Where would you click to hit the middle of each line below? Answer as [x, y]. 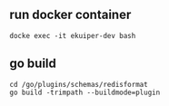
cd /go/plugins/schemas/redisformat [79, 84]
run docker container [70, 15]
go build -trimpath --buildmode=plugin [85, 92]
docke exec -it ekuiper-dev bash [73, 35]
